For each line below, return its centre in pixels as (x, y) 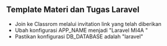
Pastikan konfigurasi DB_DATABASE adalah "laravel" (79, 36)
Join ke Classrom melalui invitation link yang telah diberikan (88, 24)
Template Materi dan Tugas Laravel (73, 10)
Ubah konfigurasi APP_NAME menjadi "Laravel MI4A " (81, 30)
